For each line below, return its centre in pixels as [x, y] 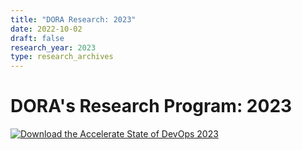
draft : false [37, 38]
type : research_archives [62, 57]
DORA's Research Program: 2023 [151, 106]
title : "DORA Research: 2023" [73, 19]
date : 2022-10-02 [46, 29]
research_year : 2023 [53, 47]
